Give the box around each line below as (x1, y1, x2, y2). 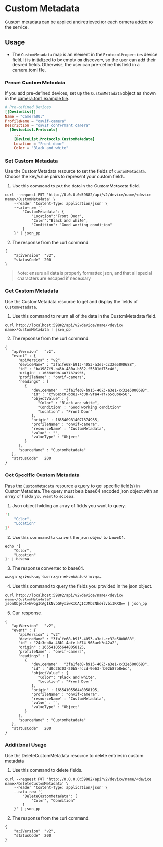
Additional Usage (5, 742, 47, 748)
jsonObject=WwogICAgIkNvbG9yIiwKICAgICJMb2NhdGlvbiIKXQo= (5, 601, 125, 606)
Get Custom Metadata (5, 288, 59, 294)
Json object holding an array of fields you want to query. (12, 502, 126, 508)
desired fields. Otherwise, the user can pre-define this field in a (12, 62, 140, 67)
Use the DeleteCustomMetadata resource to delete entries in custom (5, 753, 143, 759)
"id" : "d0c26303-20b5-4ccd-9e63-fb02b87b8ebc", (31, 666, 132, 671)
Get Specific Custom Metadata (5, 472, 80, 478)
